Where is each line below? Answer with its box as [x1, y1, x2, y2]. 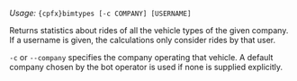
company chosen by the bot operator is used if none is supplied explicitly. [9, 62, 283, 72]
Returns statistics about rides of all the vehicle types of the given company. [9, 25, 289, 35]
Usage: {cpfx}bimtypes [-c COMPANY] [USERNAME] [9, 8, 192, 18]
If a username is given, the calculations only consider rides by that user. [9, 35, 276, 45]
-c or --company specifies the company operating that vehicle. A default [9, 52, 274, 62]
